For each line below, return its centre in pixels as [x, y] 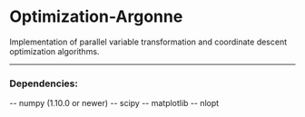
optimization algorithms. [54, 51]
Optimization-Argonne [96, 17]
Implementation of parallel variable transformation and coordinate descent [148, 42]
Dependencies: [44, 83]
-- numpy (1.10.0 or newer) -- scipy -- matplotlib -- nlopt [114, 103]
